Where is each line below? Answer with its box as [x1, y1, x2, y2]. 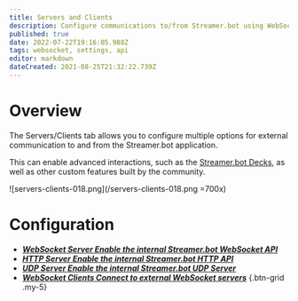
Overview [9, 101, 82, 121]
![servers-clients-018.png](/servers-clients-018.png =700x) [9, 183, 227, 194]
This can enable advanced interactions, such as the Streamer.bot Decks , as [9, 156, 286, 167]
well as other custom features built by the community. [9, 166, 206, 177]
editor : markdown [9, 54, 74, 63]
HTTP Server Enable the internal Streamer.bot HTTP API [21, 253, 234, 264]
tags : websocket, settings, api [9, 46, 129, 55]
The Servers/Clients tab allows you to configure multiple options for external [9, 130, 288, 140]
